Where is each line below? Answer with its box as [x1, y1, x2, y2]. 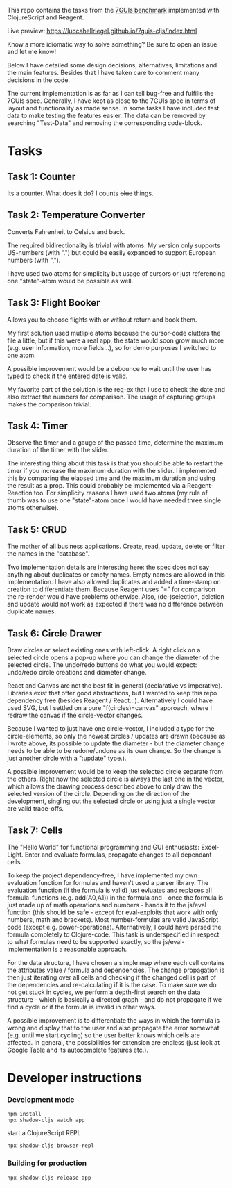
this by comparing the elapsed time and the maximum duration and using [7, 474, 216, 482]
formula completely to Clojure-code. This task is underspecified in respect [7, 930, 220, 939]
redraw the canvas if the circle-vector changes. [7, 711, 143, 720]
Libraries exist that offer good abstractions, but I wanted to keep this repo [7, 689, 217, 698]
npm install [7, 1111, 42, 1118]
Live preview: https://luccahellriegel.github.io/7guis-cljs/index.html [7, 27, 197, 35]
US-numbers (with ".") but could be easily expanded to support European [7, 248, 217, 256]
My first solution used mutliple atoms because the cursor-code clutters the [7, 329, 221, 337]
